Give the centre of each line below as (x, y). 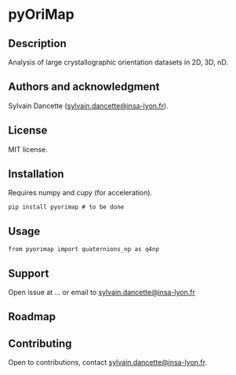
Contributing (40, 343)
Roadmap (32, 317)
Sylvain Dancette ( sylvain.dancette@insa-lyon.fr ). (88, 106)
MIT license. (28, 149)
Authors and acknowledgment (84, 87)
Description (37, 44)
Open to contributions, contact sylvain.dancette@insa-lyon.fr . (108, 362)
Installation (36, 174)
